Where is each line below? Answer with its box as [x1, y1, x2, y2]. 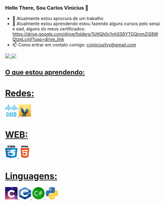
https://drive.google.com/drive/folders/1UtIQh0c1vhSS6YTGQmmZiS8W [12, 31, 159, 37]
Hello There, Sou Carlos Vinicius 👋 [5, 4, 89, 11]
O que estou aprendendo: [5, 68, 85, 77]
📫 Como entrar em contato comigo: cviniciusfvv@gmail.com [12, 42, 136, 48]
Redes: [5, 88, 34, 99]
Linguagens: [5, 170, 58, 181]
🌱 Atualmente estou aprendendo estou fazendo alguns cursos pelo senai [12, 21, 160, 26]
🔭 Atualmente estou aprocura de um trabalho [12, 16, 103, 22]
